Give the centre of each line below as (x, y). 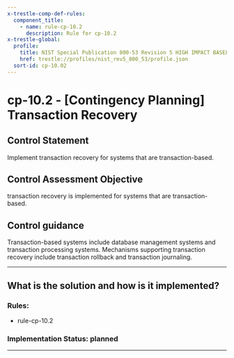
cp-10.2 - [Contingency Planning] (106, 100)
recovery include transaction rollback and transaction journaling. (100, 257)
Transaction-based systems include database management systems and (111, 242)
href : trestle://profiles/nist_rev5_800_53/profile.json (104, 59)
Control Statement (48, 141)
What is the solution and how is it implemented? (113, 286)
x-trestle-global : (34, 40)
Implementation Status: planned (63, 338)
